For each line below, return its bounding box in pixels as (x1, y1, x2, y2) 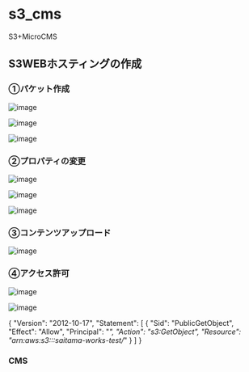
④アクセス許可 (8, 268, 70, 279)
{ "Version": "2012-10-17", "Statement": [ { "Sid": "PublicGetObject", (8, 318, 234, 328)
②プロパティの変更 (8, 155, 87, 167)
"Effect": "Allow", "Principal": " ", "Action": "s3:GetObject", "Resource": (8, 327, 242, 336)
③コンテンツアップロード (8, 227, 112, 239)
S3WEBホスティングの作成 (8, 57, 142, 71)
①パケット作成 (8, 83, 70, 95)
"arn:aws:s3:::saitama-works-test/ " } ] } (8, 335, 142, 345)
